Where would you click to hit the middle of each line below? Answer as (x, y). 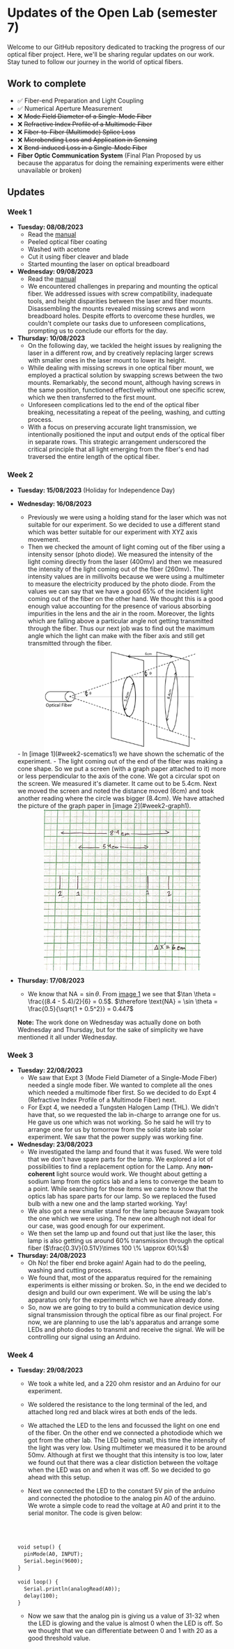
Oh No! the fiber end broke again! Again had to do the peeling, (117, 1263)
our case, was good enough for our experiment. (96, 1226)
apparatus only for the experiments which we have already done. (121, 1300)
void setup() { (39, 1547)
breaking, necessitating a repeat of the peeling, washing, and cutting (126, 412)
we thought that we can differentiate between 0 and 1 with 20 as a (123, 1631)
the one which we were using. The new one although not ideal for (122, 1218)
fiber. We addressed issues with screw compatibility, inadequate (120, 294)
